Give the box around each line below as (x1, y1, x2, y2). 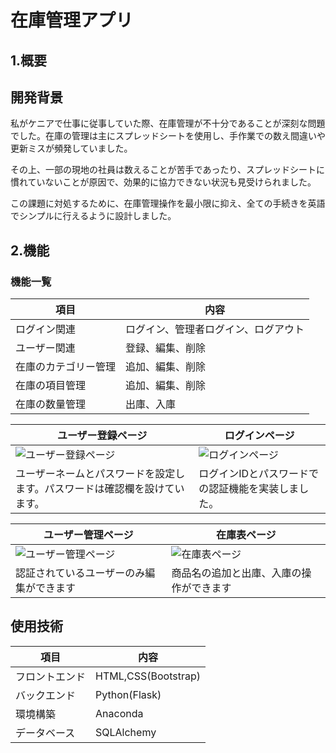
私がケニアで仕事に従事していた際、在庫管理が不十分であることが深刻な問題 (10, 117, 326, 130)
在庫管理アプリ (10, 9, 134, 32)
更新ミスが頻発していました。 (10, 142, 133, 155)
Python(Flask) (95, 687, 162, 701)
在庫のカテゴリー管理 (15, 360, 117, 374)
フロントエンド (15, 669, 87, 683)
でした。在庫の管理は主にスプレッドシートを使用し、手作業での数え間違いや (10, 130, 326, 142)
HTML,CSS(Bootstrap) (95, 669, 201, 683)
